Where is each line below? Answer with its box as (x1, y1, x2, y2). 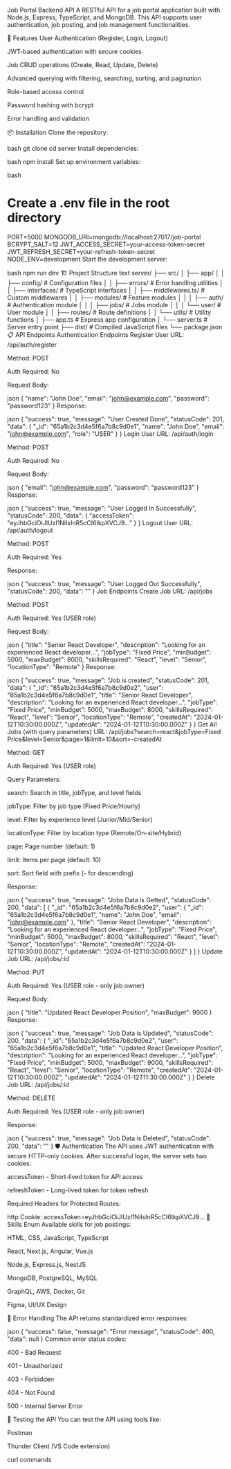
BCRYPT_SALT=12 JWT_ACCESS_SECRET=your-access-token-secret (7, 240, 205, 248)
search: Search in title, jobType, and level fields (7, 788, 142, 796)
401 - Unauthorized (7, 1361, 63, 1369)
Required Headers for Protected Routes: (7, 1199, 121, 1207)
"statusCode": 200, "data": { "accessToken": (7, 511, 134, 520)
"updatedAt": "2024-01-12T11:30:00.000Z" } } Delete (64, 1073, 216, 1082)
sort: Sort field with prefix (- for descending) (7, 868, 133, 877)
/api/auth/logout (7, 526, 53, 534)
